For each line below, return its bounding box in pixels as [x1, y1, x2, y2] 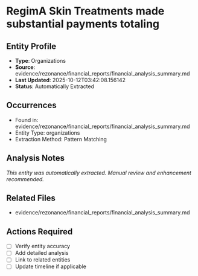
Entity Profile [6, 41, 56, 51]
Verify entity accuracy [14, 243, 71, 250]
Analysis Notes [6, 153, 65, 164]
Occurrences [6, 100, 57, 111]
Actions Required [6, 226, 73, 237]
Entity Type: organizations [14, 129, 80, 136]
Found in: [14, 116, 39, 123]
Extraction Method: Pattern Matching [14, 135, 107, 143]
